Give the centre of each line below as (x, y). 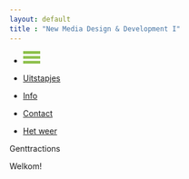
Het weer (40, 131)
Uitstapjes (41, 78)
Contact (37, 114)
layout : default (40, 19)
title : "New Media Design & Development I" (95, 29)
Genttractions (35, 149)
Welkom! (26, 166)
